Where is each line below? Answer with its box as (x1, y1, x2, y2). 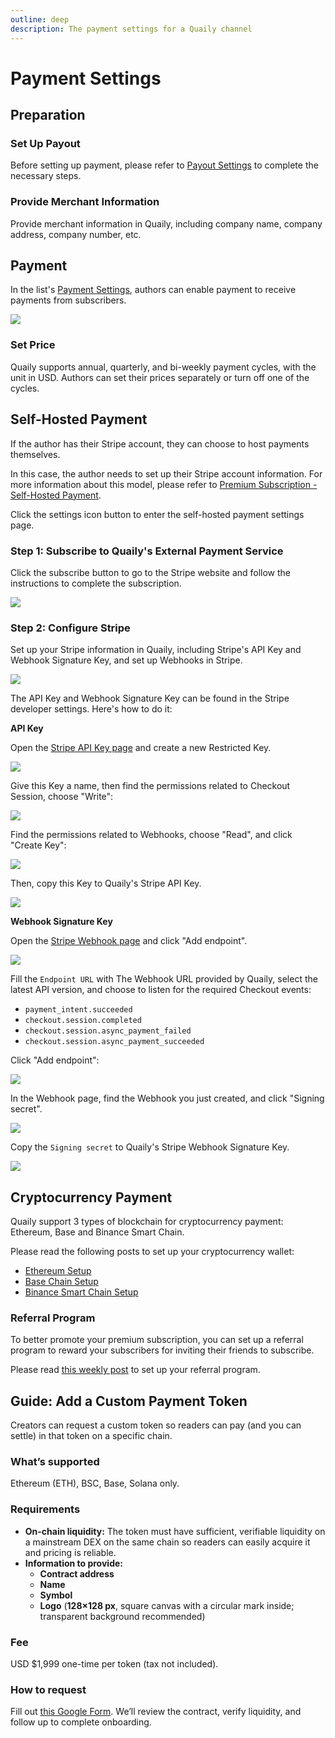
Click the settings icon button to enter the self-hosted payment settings (10, 508, 305, 520)
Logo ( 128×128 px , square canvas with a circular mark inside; (39, 1599, 295, 1611)
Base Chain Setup (24, 1276, 99, 1287)
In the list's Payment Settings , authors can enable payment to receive (10, 284, 297, 296)
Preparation (10, 107, 86, 124)
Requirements (10, 1502, 81, 1516)
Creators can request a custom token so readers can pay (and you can (10, 1419, 302, 1431)
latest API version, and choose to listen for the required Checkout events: (10, 984, 312, 996)
